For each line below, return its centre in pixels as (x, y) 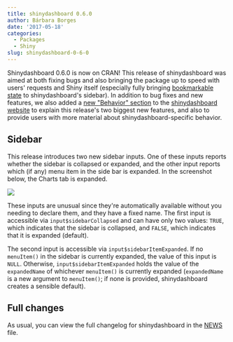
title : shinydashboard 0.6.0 (50, 14)
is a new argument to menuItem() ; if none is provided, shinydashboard (107, 278)
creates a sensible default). (47, 286)
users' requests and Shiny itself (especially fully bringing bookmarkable (111, 88)
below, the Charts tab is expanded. (57, 179)
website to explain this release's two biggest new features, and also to (108, 110)
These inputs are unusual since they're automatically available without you (114, 205)
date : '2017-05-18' (36, 27)
